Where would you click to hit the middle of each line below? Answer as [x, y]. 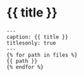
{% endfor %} [25, 67]
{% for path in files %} [42, 55]
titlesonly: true [31, 43]
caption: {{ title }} [38, 37]
